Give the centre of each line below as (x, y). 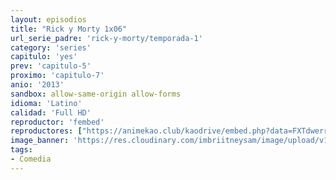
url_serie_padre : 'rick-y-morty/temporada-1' (106, 38)
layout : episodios (48, 19)
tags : (21, 150)
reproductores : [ (46, 131)
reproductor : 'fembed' (57, 122)
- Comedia (31, 159)
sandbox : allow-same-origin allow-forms (96, 94)
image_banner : (40, 141)
